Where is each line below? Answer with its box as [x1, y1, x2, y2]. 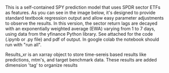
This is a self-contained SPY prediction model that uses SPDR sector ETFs [5, 5, 161, 10]
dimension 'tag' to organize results [5, 62, 78, 68]
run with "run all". [5, 42, 42, 47]
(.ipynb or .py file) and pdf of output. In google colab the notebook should [5, 36, 159, 42]
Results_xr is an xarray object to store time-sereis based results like [5, 51, 147, 57]
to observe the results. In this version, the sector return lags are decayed [5, 20, 158, 26]
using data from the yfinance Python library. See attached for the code [5, 31, 153, 37]
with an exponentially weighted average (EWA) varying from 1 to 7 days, [5, 26, 156, 32]
